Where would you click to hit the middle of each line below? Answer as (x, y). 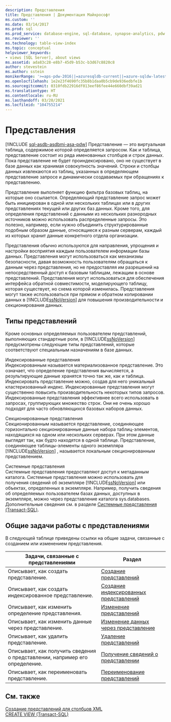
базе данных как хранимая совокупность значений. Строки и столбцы (82, 166)
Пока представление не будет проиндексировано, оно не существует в (83, 161)
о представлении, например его (48, 657)
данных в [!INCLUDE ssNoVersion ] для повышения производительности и (84, 300)
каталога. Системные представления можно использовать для (74, 477)
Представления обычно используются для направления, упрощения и (82, 246)
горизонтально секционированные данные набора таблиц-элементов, (82, 429)
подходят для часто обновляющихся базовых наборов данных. (74, 408)
